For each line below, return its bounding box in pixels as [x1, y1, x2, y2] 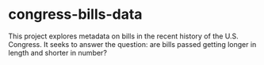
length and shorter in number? [8, 48, 107, 57]
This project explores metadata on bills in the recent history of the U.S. [8, 31, 239, 41]
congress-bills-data [8, 5, 143, 23]
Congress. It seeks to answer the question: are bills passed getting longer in [8, 39, 257, 49]
